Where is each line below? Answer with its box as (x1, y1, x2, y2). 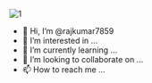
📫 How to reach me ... (21, 64, 106, 75)
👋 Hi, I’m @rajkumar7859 (21, 26, 114, 36)
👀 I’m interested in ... (21, 36, 98, 46)
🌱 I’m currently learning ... (21, 45, 118, 55)
